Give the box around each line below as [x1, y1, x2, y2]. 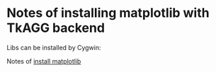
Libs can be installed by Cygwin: [6, 43, 101, 52]
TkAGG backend [6, 20, 106, 36]
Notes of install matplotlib [6, 56, 81, 65]
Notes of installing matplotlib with [6, 5, 210, 21]
